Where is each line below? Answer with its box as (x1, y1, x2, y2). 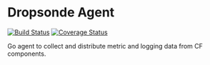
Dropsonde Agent (7, 4, 115, 21)
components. (7, 49, 46, 58)
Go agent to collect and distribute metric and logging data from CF (7, 41, 204, 50)
